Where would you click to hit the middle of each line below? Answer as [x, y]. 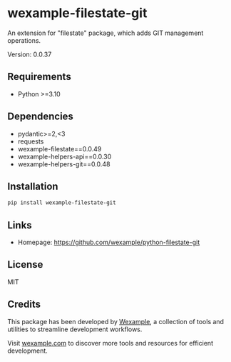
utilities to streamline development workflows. [75, 329]
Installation [33, 186]
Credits [24, 305]
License [25, 265]
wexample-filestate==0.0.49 [60, 149]
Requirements [39, 77]
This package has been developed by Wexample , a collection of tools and [116, 321]
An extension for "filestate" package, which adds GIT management [106, 33]
